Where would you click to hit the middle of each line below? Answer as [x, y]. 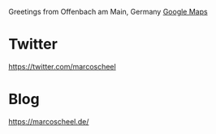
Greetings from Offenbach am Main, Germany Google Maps [108, 12]
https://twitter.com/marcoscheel [62, 66]
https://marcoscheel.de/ [49, 121]
